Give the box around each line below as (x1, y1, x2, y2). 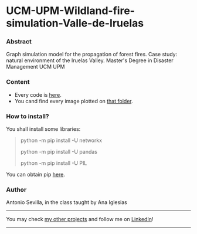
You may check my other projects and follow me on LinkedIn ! (6, 216, 154, 223)
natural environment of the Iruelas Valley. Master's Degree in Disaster (6, 57, 174, 64)
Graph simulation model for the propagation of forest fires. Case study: (6, 51, 178, 58)
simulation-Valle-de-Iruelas (6, 16, 144, 30)
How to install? (6, 112, 49, 120)
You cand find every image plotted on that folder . (14, 97, 133, 104)
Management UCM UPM (6, 63, 65, 70)
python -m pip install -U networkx (20, 137, 103, 144)
